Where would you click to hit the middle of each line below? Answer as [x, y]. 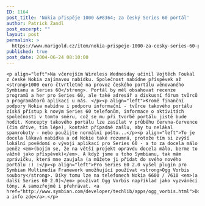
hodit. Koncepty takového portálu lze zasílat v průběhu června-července [102, 122]
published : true [27, 52]
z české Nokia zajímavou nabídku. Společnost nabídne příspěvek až [94, 79]
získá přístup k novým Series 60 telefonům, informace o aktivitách [95, 111]
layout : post [23, 35]
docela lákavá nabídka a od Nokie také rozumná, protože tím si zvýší [98, 138]
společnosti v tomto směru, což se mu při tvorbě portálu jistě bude [97, 116]
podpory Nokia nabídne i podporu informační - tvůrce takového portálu [99, 106]
